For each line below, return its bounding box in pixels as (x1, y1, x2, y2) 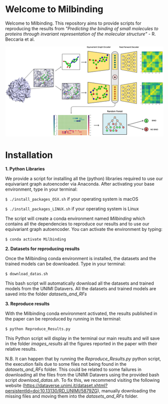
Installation (5, 149, 53, 160)
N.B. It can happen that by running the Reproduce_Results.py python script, (5, 356, 161, 362)
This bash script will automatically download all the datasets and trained (5, 280, 154, 286)
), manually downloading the (97, 388, 156, 394)
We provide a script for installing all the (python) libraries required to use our (5, 176, 163, 182)
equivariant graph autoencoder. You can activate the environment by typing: (5, 226, 163, 232)
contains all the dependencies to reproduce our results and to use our (5, 221, 149, 227)
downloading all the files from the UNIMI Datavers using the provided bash (5, 372, 159, 378)
